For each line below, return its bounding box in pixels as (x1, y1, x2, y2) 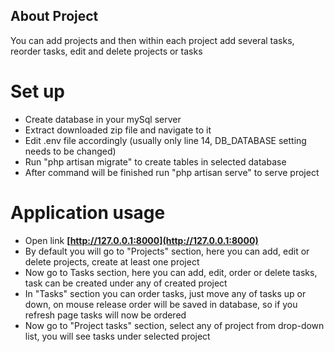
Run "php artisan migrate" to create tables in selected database (24, 155, 287, 168)
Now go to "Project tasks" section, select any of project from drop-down (24, 319, 325, 331)
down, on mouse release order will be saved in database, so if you (24, 298, 298, 310)
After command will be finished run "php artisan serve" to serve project (24, 166, 320, 178)
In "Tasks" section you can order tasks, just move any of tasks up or (24, 287, 307, 299)
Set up (10, 80, 65, 103)
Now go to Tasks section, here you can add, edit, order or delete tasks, (24, 266, 318, 278)
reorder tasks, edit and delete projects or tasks (10, 45, 203, 57)
